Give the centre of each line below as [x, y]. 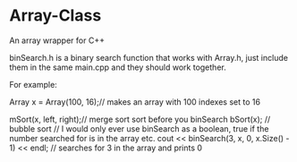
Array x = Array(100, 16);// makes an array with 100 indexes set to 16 [135, 102]
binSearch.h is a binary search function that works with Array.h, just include [149, 57]
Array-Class [55, 16]
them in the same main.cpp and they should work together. [118, 67]
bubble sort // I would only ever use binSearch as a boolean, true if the [139, 128]
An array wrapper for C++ [57, 40]
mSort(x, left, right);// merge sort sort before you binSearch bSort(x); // [140, 119]
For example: [34, 84]
